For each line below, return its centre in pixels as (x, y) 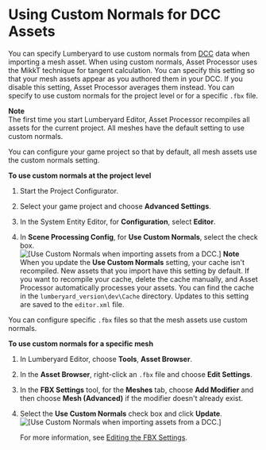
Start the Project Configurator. (69, 190)
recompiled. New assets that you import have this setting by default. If (135, 271)
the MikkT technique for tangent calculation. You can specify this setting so (132, 70)
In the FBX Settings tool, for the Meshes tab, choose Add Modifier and (137, 390)
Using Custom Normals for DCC (114, 15)
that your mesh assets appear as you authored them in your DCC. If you (126, 79)
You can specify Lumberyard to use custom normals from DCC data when (129, 53)
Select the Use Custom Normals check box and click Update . (121, 413)
